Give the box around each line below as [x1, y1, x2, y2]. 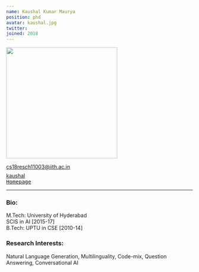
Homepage [6, 178, 31, 185]
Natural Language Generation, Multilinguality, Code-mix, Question [6, 252, 167, 260]
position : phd [6, 14, 41, 20]
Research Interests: [6, 239, 64, 248]
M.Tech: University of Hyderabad [6, 212, 87, 219]
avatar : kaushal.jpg [6, 20, 57, 25]
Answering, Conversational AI [6, 259, 79, 266]
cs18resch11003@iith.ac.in [6, 164, 70, 171]
